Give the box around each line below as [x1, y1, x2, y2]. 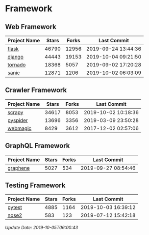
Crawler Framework [5, 86, 67, 94]
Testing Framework [5, 181, 66, 190]
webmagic [7, 125, 32, 132]
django [7, 54, 24, 60]
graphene [7, 164, 30, 171]
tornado [7, 61, 26, 68]
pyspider [7, 117, 28, 123]
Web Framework [5, 23, 56, 31]
